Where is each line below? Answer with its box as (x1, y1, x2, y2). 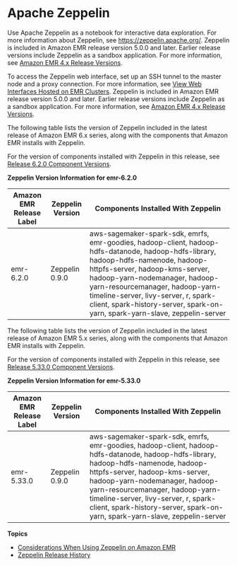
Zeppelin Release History (17, 550, 91, 559)
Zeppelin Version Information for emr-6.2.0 (7, 173, 138, 182)
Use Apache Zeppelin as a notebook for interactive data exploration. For (7, 28, 217, 37)
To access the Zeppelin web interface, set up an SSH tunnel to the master (7, 72, 222, 81)
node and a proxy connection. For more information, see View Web (7, 79, 202, 88)
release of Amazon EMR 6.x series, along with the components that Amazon (7, 131, 228, 139)
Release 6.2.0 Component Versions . (7, 159, 111, 168)
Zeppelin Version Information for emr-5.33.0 (7, 376, 141, 385)
